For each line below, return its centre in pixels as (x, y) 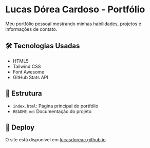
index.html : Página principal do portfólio (55, 106)
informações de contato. (31, 29)
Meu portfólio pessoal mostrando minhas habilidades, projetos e (73, 24)
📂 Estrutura (24, 94)
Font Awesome (29, 72)
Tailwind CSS (27, 66)
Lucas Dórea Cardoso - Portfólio (75, 10)
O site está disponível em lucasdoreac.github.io (56, 140)
